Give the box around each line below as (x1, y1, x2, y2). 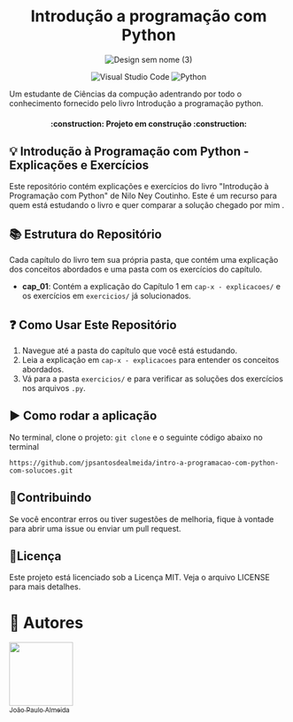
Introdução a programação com (30, 6, 267, 27)
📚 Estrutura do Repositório (9, 227, 162, 242)
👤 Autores (9, 612, 84, 633)
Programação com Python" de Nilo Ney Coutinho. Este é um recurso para (9, 190, 277, 201)
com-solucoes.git (9, 466, 73, 475)
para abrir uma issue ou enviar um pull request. (9, 523, 181, 534)
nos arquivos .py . (21, 382, 86, 393)
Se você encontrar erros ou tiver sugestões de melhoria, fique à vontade (9, 513, 274, 524)
